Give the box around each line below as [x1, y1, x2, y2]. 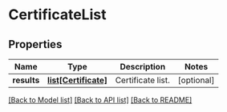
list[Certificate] [47, 74, 108, 86]
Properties [8, 38, 63, 51]
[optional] [177, 74, 215, 86]
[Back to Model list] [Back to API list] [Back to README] [8, 95, 193, 105]
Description [120, 62, 166, 72]
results [12, 74, 40, 86]
